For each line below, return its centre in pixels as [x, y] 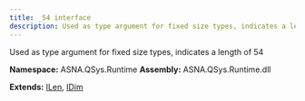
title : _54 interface [50, 18]
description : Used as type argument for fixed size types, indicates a [148, 26]
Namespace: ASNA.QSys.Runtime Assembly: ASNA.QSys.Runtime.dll [140, 69]
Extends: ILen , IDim [46, 87]
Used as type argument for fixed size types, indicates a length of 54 [137, 51]
